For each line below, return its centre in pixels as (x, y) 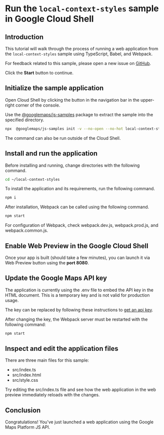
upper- (147, 100)
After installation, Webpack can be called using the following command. (77, 207)
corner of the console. (38, 105)
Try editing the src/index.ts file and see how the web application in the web (81, 390)
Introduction (24, 37)
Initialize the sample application (54, 88)
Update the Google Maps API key (56, 278)
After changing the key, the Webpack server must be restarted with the (76, 319)
